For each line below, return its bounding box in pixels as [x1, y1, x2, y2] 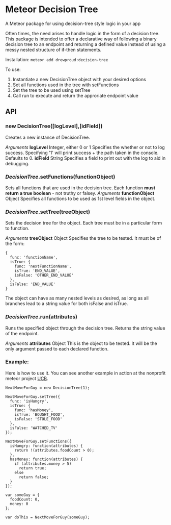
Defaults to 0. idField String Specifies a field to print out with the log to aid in [5, 155, 166, 161]
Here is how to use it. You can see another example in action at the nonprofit [5, 370, 166, 376]
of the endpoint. [5, 330, 39, 336]
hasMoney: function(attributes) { [10, 457, 83, 462]
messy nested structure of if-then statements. [5, 46, 102, 53]
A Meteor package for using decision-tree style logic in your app [5, 20, 141, 27]
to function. [5, 226, 30, 232]
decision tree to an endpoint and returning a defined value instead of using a [5, 41, 166, 47]
